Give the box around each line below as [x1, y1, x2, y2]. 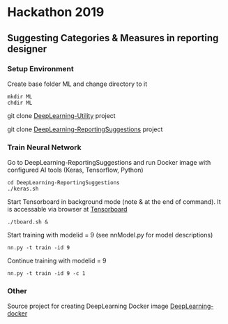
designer [7, 43, 47, 54]
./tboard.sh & [7, 219, 49, 226]
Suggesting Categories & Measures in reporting [7, 32, 219, 44]
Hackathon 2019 [7, 4, 105, 20]
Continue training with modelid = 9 [7, 256, 107, 265]
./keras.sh [7, 186, 39, 193]
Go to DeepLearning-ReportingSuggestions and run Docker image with [7, 159, 211, 167]
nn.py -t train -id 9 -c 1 [7, 270, 86, 277]
